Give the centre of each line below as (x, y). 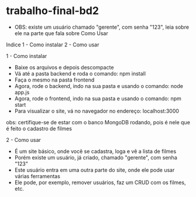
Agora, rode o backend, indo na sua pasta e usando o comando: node (99, 86)
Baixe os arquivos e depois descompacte (64, 67)
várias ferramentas (37, 176)
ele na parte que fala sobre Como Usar (61, 33)
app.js (22, 92)
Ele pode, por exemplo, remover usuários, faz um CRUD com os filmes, (100, 182)
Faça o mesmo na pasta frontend (54, 80)
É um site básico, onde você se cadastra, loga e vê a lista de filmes (95, 151)
